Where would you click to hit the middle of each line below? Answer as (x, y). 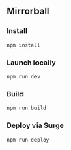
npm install (23, 45)
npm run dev (23, 76)
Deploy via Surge (35, 125)
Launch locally (31, 63)
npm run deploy (28, 140)
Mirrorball (28, 11)
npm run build (27, 108)
